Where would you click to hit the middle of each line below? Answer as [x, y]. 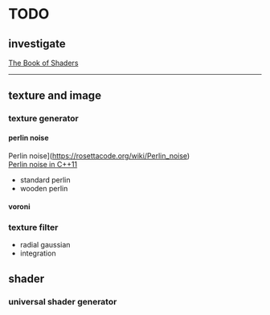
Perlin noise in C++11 [43, 164]
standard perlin [45, 180]
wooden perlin [44, 188]
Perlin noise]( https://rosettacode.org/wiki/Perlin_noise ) [99, 155]
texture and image [55, 96]
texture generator [43, 119]
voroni [19, 207]
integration [38, 253]
